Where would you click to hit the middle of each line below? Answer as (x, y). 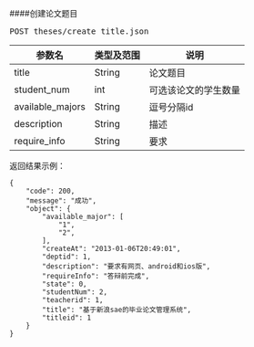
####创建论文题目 (44, 13)
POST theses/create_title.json (79, 32)
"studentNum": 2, (75, 292)
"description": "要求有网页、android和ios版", (127, 267)
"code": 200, (51, 191)
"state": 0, (65, 284)
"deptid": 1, (67, 257)
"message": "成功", (61, 201)
